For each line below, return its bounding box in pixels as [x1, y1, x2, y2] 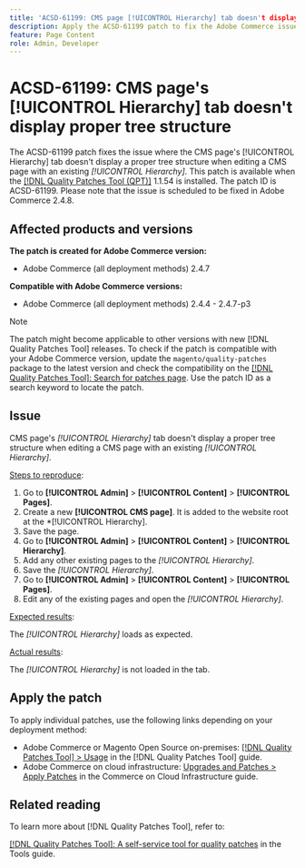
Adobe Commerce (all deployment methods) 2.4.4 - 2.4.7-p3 [22, 298, 251, 309]
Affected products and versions [9, 221, 193, 237]
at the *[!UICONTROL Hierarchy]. [22, 516, 148, 527]
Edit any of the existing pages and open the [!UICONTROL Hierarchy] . [22, 593, 284, 604]
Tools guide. [9, 848, 56, 860]
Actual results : [9, 646, 64, 657]
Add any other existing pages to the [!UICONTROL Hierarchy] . [22, 554, 255, 565]
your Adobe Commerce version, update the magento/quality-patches [9, 353, 268, 364]
